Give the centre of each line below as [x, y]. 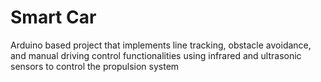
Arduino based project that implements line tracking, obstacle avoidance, [161, 45]
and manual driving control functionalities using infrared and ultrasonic [156, 55]
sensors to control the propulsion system [95, 66]
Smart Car [53, 17]
